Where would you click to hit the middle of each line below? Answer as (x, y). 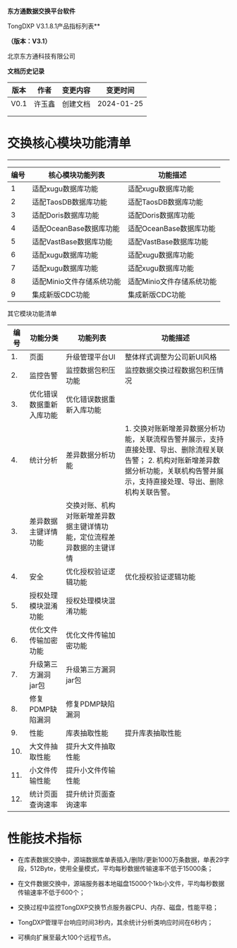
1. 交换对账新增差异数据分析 (171, 428)
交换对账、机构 (91, 505)
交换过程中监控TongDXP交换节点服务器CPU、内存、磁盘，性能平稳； (118, 907)
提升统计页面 (87, 794)
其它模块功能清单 (32, 313)
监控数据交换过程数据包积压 (171, 370)
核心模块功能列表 (77, 174)
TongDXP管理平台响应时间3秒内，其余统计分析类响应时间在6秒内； (115, 922)
